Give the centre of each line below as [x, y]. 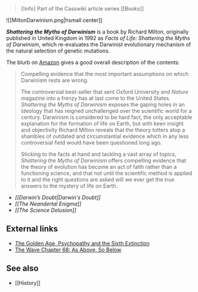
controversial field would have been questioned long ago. [91, 142]
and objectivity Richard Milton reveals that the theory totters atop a [103, 130]
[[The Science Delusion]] [45, 210]
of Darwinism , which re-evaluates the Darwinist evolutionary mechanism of [99, 44]
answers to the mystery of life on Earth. [69, 186]
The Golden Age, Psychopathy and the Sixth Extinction [82, 243]
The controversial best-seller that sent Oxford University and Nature [105, 92]
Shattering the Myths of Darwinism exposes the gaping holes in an [103, 104]
